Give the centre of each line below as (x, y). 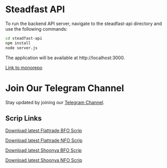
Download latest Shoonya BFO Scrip (44, 150)
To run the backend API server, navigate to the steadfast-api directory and (84, 23)
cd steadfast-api (24, 38)
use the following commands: (36, 29)
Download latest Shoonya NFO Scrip (44, 160)
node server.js (22, 48)
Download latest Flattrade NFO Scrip (44, 140)
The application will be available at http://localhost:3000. (65, 58)
